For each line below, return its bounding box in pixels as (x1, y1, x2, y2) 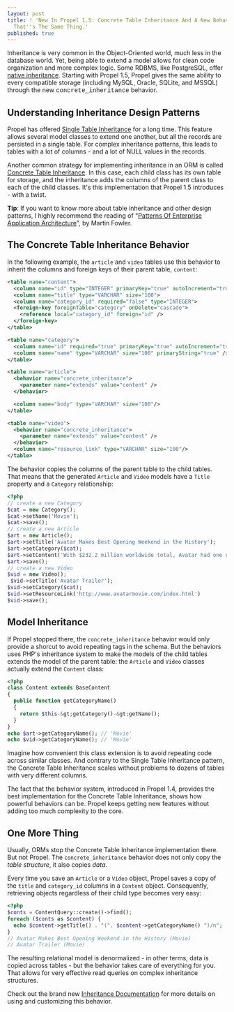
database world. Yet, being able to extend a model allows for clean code (7, 57, 214, 65)
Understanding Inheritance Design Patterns (7, 106, 201, 119)
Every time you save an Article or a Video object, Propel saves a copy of (7, 874, 217, 883)
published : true (7, 29, 54, 37)
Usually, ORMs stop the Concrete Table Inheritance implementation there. (7, 846, 218, 854)
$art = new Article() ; (7, 532, 73, 540)
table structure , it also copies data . (7, 861, 108, 869)
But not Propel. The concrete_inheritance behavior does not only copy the (7, 853, 221, 862)
